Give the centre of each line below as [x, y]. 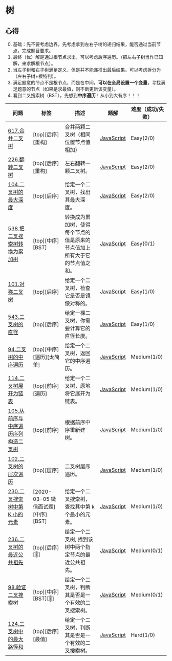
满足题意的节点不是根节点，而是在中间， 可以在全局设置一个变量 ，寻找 [87, 83]
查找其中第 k [80, 507]
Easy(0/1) [143, 244]
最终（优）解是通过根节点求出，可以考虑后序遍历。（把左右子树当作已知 [88, 57]
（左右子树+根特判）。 [36, 76]
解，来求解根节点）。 [34, 63]
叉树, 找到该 [79, 539]
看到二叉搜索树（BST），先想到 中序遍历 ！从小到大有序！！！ [77, 95]
